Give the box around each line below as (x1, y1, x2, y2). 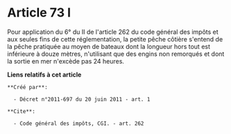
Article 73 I (7, 5, 71, 21)
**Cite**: (7, 108, 36, 115)
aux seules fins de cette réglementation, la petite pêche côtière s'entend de (7, 35, 223, 43)
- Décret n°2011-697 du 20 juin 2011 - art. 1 (13, 95, 151, 103)
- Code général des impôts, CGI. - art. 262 (13, 119, 144, 127)
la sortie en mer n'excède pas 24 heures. (7, 57, 125, 65)
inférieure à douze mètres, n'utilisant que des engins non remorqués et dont (7, 50, 225, 58)
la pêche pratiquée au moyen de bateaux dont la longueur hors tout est (7, 42, 210, 50)
